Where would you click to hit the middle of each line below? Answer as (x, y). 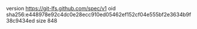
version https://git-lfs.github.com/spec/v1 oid (61, 8)
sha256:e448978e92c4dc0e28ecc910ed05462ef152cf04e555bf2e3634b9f (99, 14)
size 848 (47, 21)
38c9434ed (21, 21)
